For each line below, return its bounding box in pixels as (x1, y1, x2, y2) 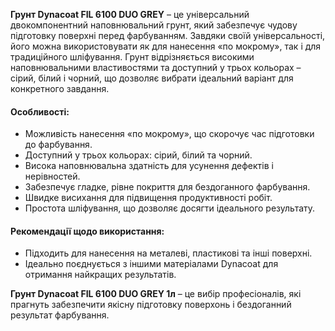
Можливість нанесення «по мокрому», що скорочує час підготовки (24, 128, 315, 140)
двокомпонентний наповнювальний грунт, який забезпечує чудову (10, 19, 298, 31)
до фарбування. (24, 139, 93, 151)
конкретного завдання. (10, 83, 110, 94)
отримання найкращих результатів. (24, 269, 177, 281)
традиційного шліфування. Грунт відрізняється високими (10, 51, 255, 63)
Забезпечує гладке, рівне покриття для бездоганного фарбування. (24, 181, 311, 193)
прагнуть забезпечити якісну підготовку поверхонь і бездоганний (10, 299, 292, 311)
